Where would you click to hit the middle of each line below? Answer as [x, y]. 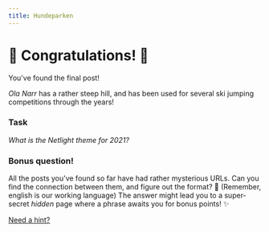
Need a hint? [29, 220]
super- [235, 195]
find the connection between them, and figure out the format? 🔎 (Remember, [135, 187]
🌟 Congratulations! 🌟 [79, 55]
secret [19, 204]
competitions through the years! [61, 102]
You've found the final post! [54, 78]
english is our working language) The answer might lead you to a [116, 195]
